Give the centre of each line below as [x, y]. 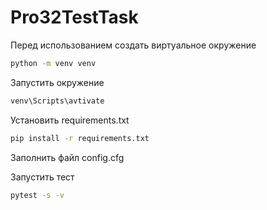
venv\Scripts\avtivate [57, 101]
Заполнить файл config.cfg [67, 157]
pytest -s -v [37, 195]
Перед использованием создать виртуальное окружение [133, 45]
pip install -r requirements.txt [80, 138]
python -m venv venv [53, 63]
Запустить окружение [57, 82]
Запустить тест [42, 177]
